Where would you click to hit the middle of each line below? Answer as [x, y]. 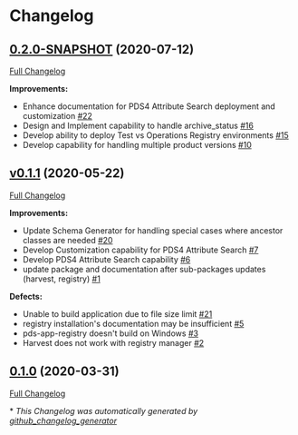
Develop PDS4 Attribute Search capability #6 [106, 259]
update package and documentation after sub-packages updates [144, 269]
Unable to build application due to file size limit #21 [117, 313]
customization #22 [58, 116]
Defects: [26, 296]
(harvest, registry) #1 [62, 279]
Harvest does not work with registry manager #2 [113, 342]
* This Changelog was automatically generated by [104, 410]
